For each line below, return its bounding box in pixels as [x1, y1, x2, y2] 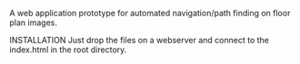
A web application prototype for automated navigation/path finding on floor [9, 8, 291, 18]
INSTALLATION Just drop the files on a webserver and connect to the [9, 35, 270, 45]
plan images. [9, 17, 57, 28]
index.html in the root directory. [9, 44, 127, 55]
